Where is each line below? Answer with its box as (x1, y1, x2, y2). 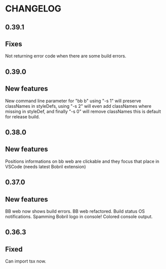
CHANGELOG (5, 3, 61, 14)
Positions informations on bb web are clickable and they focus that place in (5, 158, 160, 164)
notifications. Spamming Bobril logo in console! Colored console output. (5, 214, 153, 220)
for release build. (5, 113, 40, 120)
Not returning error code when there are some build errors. (5, 53, 127, 59)
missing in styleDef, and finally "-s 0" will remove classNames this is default (5, 108, 161, 114)
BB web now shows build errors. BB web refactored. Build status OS (5, 208, 145, 214)
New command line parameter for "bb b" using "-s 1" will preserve (5, 98, 141, 104)
